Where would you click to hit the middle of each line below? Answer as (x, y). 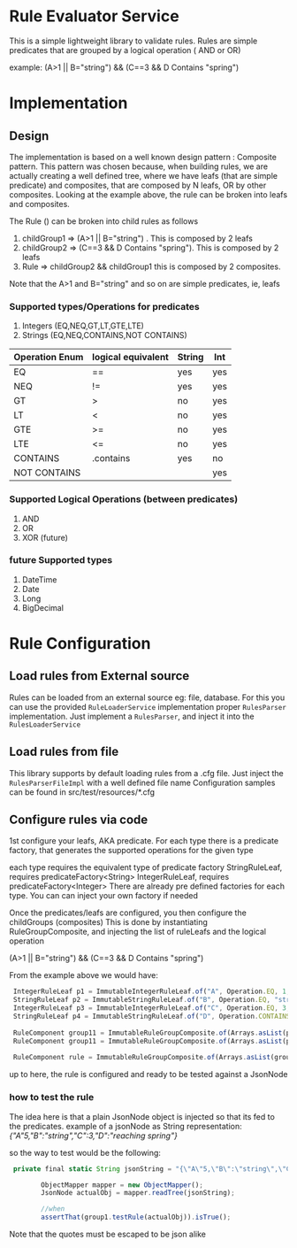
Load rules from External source (99, 676)
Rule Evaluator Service (94, 16)
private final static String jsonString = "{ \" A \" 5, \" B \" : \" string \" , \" (150, 1169)
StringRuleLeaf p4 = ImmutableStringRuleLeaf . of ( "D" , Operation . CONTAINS (152, 1017)
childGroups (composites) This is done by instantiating (108, 922)
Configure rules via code (79, 820)
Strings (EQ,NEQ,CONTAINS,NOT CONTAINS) (104, 335)
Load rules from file (64, 752)
